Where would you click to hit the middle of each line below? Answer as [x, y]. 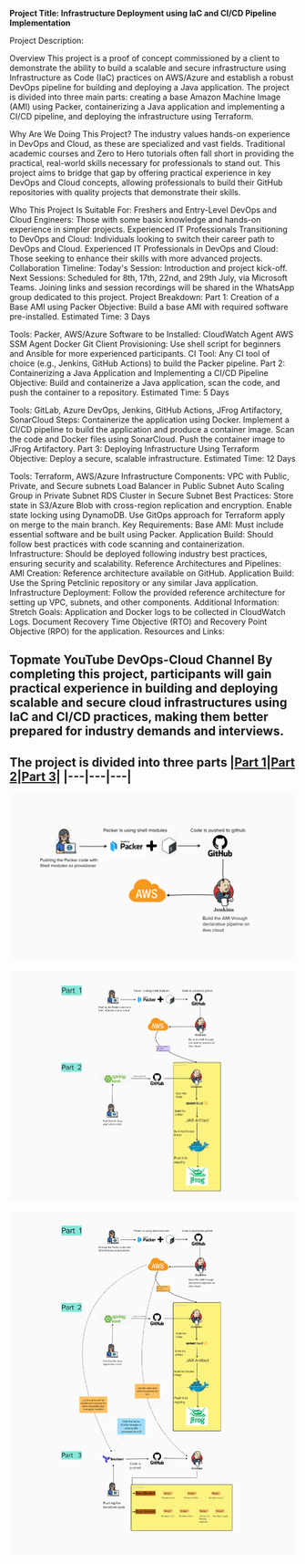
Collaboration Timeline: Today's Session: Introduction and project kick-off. [149, 268]
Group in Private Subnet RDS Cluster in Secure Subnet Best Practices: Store [152, 495]
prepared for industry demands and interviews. [147, 731]
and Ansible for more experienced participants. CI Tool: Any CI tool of [140, 354]
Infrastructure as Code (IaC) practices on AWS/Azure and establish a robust [152, 78]
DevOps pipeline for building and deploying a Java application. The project [149, 87]
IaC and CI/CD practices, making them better [139, 717]
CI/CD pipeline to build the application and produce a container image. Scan [152, 429]
